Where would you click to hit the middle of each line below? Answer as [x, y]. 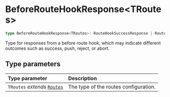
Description [82, 78]
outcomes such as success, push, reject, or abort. [57, 48]
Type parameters [33, 64]
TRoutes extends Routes [35, 86]
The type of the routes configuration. [112, 86]
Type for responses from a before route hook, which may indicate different [83, 43]
